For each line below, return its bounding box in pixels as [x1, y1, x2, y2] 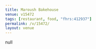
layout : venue [5, 26, 35, 31]
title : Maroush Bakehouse [5, 7, 58, 12]
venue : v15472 [5, 12, 35, 17]
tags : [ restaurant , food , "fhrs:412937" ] [5, 16, 92, 21]
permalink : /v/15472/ [5, 21, 50, 26]
